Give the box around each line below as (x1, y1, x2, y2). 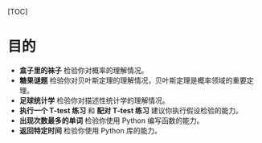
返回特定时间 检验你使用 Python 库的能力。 (18, 125, 162, 135)
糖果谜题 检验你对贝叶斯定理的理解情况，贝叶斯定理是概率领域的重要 (18, 76, 247, 85)
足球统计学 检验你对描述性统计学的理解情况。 (18, 96, 170, 105)
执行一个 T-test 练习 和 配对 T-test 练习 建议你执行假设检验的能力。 (18, 105, 243, 115)
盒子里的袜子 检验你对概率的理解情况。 (18, 65, 149, 75)
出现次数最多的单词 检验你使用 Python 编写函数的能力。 (18, 116, 204, 125)
